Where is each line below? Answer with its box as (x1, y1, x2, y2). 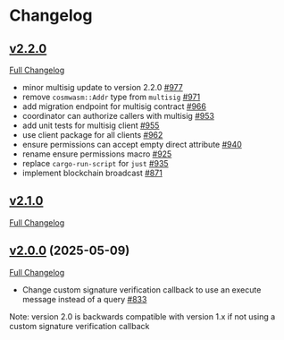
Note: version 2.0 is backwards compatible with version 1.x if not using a (9, 310, 276, 322)
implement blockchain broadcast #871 (21, 167, 163, 178)
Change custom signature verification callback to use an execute (21, 284, 262, 295)
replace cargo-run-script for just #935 (21, 158, 169, 168)
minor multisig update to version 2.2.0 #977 (21, 82, 183, 92)
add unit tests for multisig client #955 (21, 120, 160, 131)
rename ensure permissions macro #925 (21, 149, 172, 159)
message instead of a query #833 (21, 293, 147, 304)
